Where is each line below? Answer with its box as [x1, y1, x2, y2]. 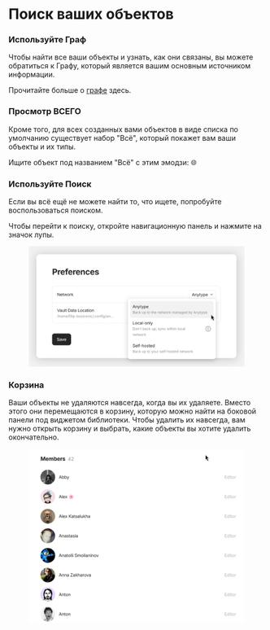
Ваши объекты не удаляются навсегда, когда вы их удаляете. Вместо [8, 398, 251, 408]
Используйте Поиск [8, 178, 92, 190]
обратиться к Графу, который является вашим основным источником [8, 61, 250, 71]
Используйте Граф [8, 34, 87, 46]
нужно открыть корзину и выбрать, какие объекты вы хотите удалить [8, 424, 251, 434]
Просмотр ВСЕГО [8, 106, 81, 117]
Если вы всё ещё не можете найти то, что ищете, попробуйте [8, 197, 222, 207]
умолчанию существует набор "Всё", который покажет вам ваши [8, 133, 236, 142]
